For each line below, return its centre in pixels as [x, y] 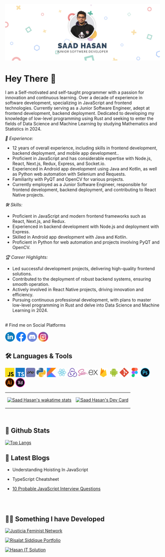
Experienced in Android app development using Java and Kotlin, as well [84, 168]
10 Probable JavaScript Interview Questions [56, 489]
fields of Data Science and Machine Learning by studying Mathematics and [81, 123]
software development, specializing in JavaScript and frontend [69, 103]
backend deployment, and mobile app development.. [66, 153]
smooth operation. [31, 284]
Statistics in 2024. [23, 129]
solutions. [22, 274]
